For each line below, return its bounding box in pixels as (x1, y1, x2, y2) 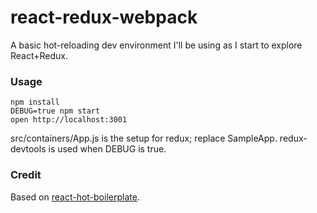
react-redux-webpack (10, 6, 198, 29)
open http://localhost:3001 (10, 115, 128, 125)
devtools (10, 143, 47, 155)
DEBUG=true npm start (10, 106, 101, 116)
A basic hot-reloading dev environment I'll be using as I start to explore (10, 39, 303, 51)
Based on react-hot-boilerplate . (10, 191, 140, 203)
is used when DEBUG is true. (48, 143, 167, 155)
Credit (10, 168, 42, 182)
